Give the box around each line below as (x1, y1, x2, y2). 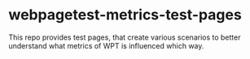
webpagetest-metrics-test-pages (8, 6, 242, 24)
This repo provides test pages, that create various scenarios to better (8, 32, 241, 42)
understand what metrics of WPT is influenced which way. (8, 40, 204, 50)
